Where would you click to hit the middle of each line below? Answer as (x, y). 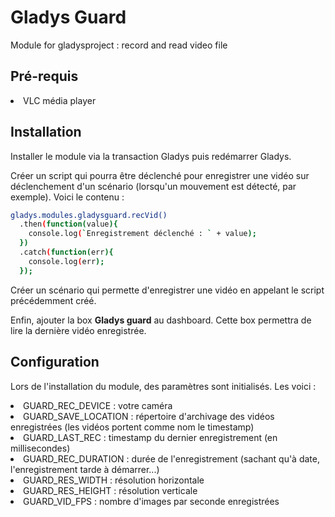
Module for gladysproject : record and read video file (119, 45)
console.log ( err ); (66, 261)
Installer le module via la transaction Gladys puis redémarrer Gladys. (151, 156)
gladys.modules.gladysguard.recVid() (89, 215)
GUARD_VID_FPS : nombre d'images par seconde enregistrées (151, 501)
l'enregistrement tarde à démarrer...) (85, 469)
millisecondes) (40, 448)
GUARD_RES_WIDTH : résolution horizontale (114, 480)
